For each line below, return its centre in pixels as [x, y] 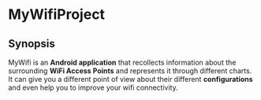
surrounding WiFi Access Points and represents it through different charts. [130, 71]
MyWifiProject [56, 15]
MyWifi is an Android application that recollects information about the [122, 62]
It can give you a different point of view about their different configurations [131, 79]
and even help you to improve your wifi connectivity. [93, 87]
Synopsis [32, 44]
